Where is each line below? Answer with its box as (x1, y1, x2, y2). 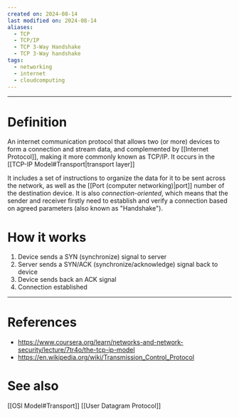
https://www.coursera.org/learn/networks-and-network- (17, 338, 184, 347)
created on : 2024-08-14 (7, 10, 78, 18)
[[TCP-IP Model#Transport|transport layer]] (7, 160, 135, 169)
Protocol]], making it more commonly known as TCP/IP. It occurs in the (7, 152, 216, 161)
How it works (7, 229, 87, 246)
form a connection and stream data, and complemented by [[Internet (7, 145, 208, 154)
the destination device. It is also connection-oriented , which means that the (7, 189, 229, 198)
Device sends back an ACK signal (17, 275, 117, 284)
